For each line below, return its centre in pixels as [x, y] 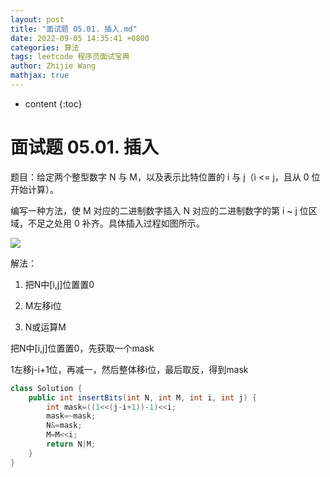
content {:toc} [53, 103]
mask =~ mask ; [71, 416]
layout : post [37, 19]
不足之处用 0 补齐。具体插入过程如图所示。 [116, 223]
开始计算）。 [34, 189]
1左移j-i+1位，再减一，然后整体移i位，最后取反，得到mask [129, 369]
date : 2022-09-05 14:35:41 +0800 [80, 38]
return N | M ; [71, 444]
